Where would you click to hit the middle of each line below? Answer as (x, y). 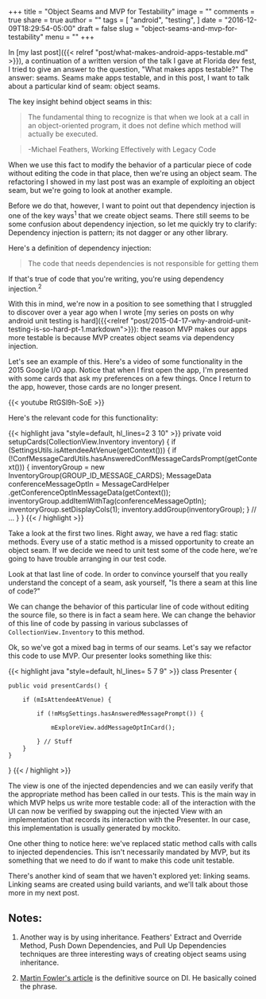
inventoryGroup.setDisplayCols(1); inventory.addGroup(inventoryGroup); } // (132, 510)
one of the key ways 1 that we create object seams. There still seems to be (129, 215)
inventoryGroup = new (68, 467)
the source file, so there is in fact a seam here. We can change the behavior (132, 615)
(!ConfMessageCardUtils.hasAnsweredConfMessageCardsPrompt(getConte (133, 459)
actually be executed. (63, 134)
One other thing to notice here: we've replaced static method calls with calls (133, 844)
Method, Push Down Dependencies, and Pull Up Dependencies (123, 946)
